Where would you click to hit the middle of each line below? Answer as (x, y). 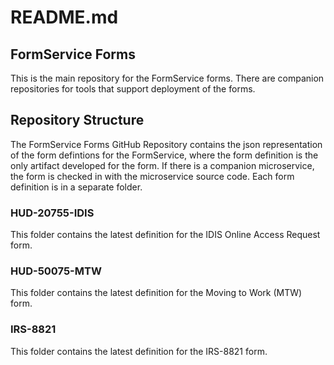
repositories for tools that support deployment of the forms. (133, 89)
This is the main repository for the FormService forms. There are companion (167, 78)
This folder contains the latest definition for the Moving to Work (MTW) (156, 293)
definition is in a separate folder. (76, 187)
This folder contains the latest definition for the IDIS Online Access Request (165, 235)
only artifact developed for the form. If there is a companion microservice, (162, 165)
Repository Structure (77, 120)
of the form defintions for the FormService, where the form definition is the (164, 155)
